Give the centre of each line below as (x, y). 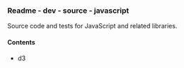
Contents (21, 42)
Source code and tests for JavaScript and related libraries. (92, 26)
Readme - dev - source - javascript (68, 11)
